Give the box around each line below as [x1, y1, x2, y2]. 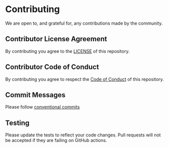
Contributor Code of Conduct [5, 63, 99, 71]
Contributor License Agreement [5, 35, 107, 43]
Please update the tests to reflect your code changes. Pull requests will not [5, 132, 161, 138]
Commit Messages [5, 91, 66, 99]
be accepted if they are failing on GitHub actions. [5, 137, 107, 143]
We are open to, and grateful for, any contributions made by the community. [5, 20, 163, 26]
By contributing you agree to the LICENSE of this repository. [5, 48, 130, 54]
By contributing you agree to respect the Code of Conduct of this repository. [5, 76, 164, 82]
